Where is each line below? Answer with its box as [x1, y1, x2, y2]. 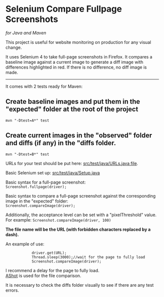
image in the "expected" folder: [5, 198, 69, 204]
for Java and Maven [5, 30, 47, 36]
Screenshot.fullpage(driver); [5, 184, 67, 189]
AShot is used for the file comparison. [5, 273, 82, 278]
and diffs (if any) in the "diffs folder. [5, 139, 116, 147]
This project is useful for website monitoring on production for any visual [5, 39, 151, 45]
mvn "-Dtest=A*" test [5, 118, 50, 123]
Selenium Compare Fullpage [5, 3, 122, 15]
